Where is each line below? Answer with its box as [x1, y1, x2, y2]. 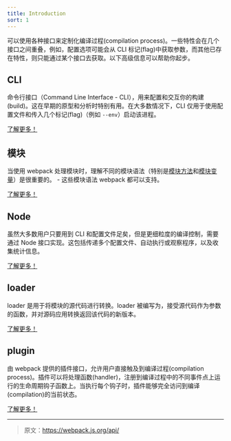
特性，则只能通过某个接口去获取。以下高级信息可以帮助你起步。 [12, 53, 194, 62]
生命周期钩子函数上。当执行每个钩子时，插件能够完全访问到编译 [19, 381, 200, 390]
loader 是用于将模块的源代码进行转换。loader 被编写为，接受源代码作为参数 [7, 301, 221, 309]
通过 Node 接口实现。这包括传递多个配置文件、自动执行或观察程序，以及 [7, 238, 213, 246]
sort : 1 [7, 17, 30, 23]
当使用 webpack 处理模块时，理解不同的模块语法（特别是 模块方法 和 [7, 167, 199, 175]
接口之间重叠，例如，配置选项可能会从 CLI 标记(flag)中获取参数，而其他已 [7, 45, 217, 53]
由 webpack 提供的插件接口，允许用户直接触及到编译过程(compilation [7, 364, 204, 373]
